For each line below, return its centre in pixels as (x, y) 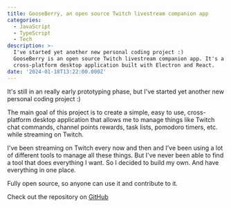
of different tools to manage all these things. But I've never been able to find (115, 155)
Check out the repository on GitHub (58, 197)
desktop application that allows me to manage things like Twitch (123, 119)
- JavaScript (32, 26)
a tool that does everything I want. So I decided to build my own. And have (113, 162)
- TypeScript (32, 33)
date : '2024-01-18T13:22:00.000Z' (57, 71)
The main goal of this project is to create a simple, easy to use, (96, 112)
